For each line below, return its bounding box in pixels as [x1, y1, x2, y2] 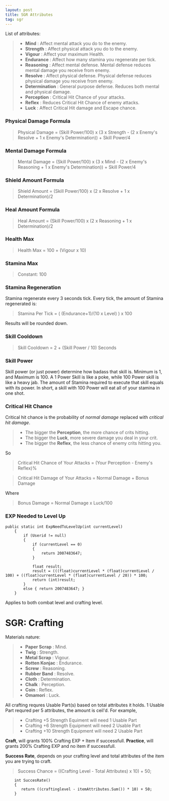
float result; [32, 564, 62, 569]
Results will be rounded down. [5, 320, 68, 326]
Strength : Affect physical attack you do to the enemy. [25, 46, 138, 52]
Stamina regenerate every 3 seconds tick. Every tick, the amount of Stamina [5, 296, 163, 302]
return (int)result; [32, 577, 76, 582]
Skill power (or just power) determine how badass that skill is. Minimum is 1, [5, 369, 162, 375]
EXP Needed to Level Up [5, 513, 66, 520]
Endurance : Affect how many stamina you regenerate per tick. [25, 57, 156, 63]
